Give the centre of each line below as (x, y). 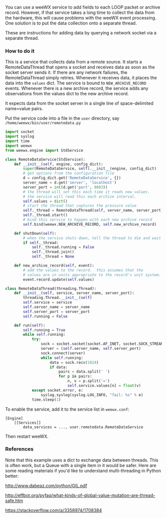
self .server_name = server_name (57, 307)
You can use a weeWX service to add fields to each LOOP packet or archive (83, 7)
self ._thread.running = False (63, 247)
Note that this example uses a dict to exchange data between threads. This (82, 460)
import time (17, 141)
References (19, 449)
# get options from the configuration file (69, 173)
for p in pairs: (75, 376)
